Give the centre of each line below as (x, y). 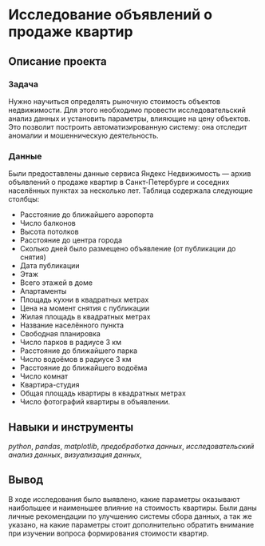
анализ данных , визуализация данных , (75, 455)
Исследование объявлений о (111, 15)
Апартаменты (43, 291)
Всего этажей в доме (56, 283)
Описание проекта (57, 61)
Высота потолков (49, 232)
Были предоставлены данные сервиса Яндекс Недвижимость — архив (130, 174)
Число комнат (44, 376)
